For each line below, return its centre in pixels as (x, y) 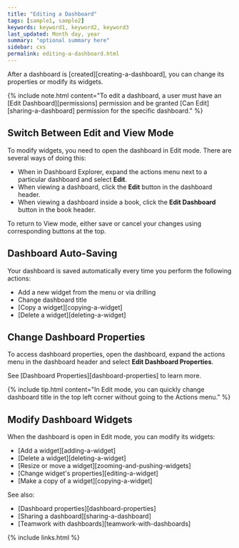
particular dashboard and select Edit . (72, 179)
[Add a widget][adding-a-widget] (67, 451)
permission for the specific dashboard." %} (139, 111)
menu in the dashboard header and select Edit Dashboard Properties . (111, 362)
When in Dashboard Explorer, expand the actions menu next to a (112, 171)
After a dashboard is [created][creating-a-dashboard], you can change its (116, 74)
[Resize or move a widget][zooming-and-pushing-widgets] (104, 466)
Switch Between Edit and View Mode (91, 133)
